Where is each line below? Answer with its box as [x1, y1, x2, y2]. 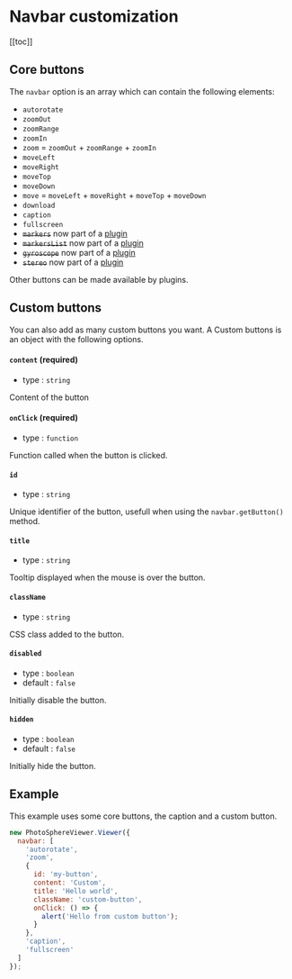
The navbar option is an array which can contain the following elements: [9, 86, 276, 96]
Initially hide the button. [9, 760, 96, 771]
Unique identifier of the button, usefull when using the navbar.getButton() [9, 506, 285, 517]
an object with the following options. [9, 333, 144, 344]
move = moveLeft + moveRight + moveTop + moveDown [22, 189, 207, 200]
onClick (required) [9, 412, 79, 423]
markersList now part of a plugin [22, 237, 144, 249]
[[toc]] [9, 36, 33, 47]
